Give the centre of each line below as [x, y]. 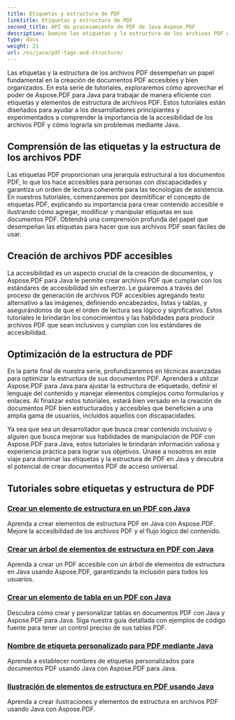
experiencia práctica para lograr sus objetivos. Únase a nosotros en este [112, 451]
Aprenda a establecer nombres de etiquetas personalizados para [101, 661]
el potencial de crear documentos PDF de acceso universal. [93, 467]
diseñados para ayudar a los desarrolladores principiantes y [93, 110]
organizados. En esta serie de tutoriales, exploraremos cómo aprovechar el [115, 87]
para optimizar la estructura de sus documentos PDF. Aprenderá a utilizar [113, 379]
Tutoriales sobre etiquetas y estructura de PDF [111, 488]
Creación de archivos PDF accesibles [90, 256]
